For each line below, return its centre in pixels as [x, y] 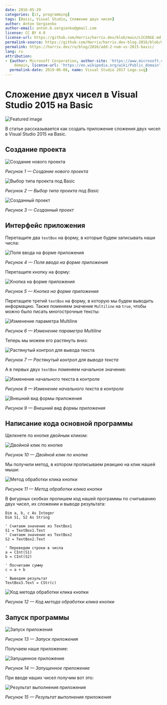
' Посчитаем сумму [24, 565]
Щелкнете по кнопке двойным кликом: [46, 435]
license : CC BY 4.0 [25, 33]
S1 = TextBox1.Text [25, 531]
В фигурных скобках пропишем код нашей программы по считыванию [81, 499]
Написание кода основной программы [69, 423]
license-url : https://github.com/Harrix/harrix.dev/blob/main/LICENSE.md [83, 38]
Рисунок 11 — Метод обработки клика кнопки [54, 489]
